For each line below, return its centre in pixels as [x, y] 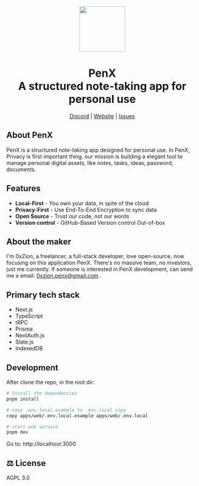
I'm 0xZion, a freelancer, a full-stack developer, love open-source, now [95, 256]
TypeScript [29, 316]
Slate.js [24, 342]
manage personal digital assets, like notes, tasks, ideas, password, [90, 163]
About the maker [39, 241]
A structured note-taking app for [102, 86]
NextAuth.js [30, 336]
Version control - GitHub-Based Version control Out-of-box [90, 222]
